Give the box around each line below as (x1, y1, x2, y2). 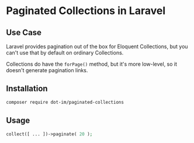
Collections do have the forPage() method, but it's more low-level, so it (6, 60, 177, 67)
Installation (6, 84, 48, 94)
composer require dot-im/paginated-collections (6, 99, 124, 105)
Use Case (6, 28, 42, 38)
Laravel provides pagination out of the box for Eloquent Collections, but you (6, 43, 188, 50)
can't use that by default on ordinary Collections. (6, 49, 124, 56)
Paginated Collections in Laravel (6, 4, 166, 18)
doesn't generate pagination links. (6, 67, 88, 74)
